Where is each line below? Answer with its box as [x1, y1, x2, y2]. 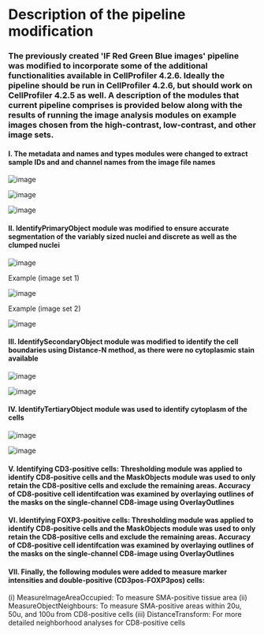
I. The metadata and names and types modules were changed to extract [8, 148, 248, 159]
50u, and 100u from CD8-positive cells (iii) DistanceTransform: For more [8, 610, 242, 619]
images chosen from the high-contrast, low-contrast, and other [8, 120, 256, 131]
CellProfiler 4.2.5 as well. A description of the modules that [8, 90, 240, 101]
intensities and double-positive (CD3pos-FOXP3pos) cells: [8, 575, 205, 585]
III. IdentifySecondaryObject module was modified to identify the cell [8, 337, 239, 346]
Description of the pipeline [8, 6, 186, 24]
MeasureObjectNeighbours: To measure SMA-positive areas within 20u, [8, 601, 242, 611]
